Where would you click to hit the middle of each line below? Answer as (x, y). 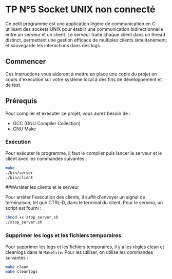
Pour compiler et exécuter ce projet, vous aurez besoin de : (68, 113)
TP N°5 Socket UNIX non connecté (80, 9)
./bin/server (19, 173)
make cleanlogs (22, 272)
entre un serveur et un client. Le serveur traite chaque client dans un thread (85, 34)
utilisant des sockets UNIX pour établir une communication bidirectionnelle (84, 29)
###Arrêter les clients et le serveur (42, 187)
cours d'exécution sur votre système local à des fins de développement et (84, 79)
